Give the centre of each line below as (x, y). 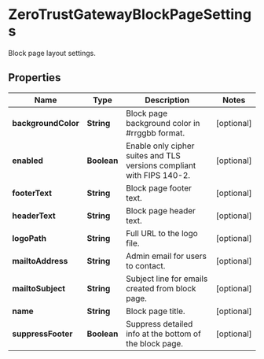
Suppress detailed (159, 324)
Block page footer (159, 188)
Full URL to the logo (161, 233)
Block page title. (156, 311)
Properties (35, 78)
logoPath (29, 238)
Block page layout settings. (52, 53)
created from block (161, 288)
